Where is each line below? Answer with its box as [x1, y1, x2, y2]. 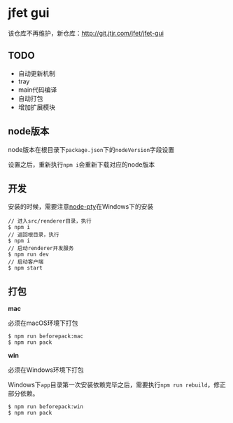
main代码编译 [17, 85, 57, 94]
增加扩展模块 [17, 103, 55, 111]
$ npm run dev [8, 251, 50, 258]
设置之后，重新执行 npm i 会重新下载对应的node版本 [8, 160, 155, 169]
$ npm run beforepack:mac [8, 333, 83, 340]
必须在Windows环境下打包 [8, 366, 85, 374]
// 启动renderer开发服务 [8, 245, 74, 252]
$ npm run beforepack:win [8, 403, 83, 410]
